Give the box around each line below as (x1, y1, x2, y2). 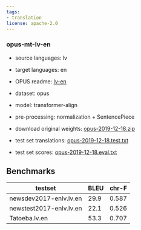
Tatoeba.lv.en (9, 214, 48, 223)
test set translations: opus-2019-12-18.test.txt (15, 136, 129, 144)
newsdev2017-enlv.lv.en (9, 194, 82, 203)
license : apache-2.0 (6, 20, 59, 26)
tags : (6, 9, 20, 15)
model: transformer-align (15, 101, 77, 108)
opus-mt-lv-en (6, 40, 51, 49)
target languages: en (15, 66, 67, 73)
